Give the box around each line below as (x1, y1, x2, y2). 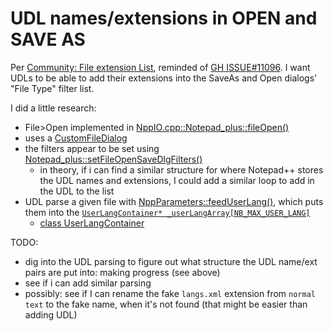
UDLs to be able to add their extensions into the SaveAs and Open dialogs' (10, 72, 318, 84)
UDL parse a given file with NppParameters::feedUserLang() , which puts (24, 195, 324, 207)
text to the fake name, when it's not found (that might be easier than (24, 298, 308, 310)
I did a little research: (10, 102, 97, 114)
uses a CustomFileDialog (24, 132, 128, 144)
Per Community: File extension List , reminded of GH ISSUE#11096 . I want (10, 61, 311, 73)
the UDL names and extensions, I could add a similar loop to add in (39, 174, 315, 186)
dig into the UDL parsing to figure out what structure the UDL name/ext (24, 255, 318, 267)
